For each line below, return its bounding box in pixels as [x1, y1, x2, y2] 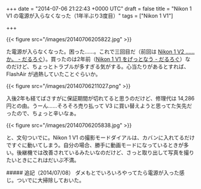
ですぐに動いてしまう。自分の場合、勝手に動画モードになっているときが [6, 142, 184, 148]
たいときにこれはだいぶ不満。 [6, 157, 80, 163]
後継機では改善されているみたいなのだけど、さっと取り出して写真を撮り [16, 149, 194, 156]
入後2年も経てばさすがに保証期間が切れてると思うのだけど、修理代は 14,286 [6, 95, 195, 102]
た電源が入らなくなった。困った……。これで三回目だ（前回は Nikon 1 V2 [6, 48, 184, 55]
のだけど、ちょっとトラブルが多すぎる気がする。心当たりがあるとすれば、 [6, 63, 190, 70]
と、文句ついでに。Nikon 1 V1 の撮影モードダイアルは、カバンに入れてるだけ [6, 134, 195, 141]
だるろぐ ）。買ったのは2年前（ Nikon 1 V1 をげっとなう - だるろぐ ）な [22, 56, 191, 62]
